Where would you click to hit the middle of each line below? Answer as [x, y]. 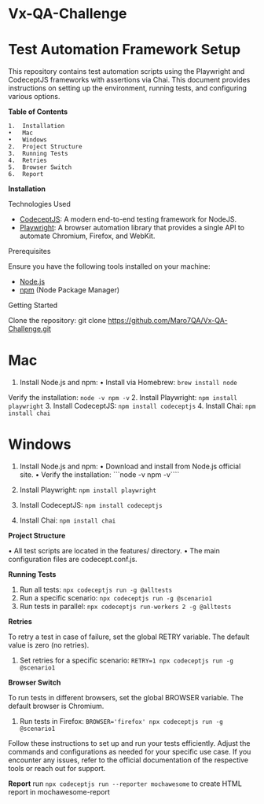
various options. [34, 97]
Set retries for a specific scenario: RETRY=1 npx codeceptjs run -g [126, 660]
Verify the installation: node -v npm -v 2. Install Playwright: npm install [123, 398]
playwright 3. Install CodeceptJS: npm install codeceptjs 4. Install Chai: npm [132, 406]
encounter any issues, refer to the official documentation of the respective [128, 760]
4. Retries [27, 161]
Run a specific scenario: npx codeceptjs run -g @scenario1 [116, 598]
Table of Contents [38, 112]
